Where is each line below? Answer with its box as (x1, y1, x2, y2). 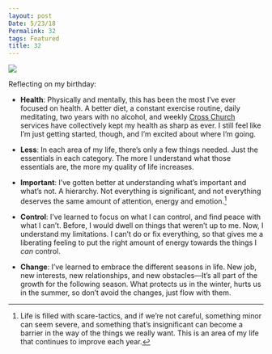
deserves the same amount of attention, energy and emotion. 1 (19, 195, 227, 206)
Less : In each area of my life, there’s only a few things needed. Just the (19, 145, 259, 154)
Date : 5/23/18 (8, 19, 57, 27)
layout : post (8, 11, 53, 20)
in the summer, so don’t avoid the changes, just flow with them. (19, 288, 232, 297)
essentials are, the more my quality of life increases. (19, 162, 194, 172)
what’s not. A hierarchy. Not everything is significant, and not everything (19, 187, 261, 196)
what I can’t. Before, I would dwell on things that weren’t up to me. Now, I (19, 220, 264, 230)
